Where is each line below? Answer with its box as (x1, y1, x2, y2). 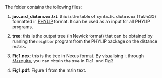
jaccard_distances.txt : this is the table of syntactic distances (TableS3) (12, 14, 157, 19)
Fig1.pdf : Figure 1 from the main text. (12, 67, 87, 73)
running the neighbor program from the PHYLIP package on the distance (12, 38, 158, 44)
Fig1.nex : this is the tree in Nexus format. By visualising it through (12, 53, 144, 59)
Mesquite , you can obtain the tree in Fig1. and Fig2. (12, 58, 115, 63)
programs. (12, 24, 33, 30)
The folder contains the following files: (5, 4, 82, 10)
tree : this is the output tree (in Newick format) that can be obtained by (12, 33, 153, 39)
